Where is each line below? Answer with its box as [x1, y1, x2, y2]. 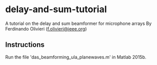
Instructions [5, 41, 45, 49]
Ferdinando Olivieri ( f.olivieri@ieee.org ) [5, 25, 87, 31]
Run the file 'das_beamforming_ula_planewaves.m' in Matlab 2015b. [5, 54, 147, 60]
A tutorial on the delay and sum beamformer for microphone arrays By [5, 20, 152, 26]
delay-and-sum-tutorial [5, 4, 107, 15]
